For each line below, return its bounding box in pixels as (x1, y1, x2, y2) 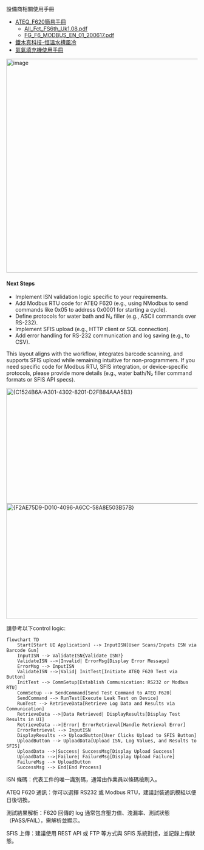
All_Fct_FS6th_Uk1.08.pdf (24, 25, 88, 32)
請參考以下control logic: (6, 625, 66, 632)
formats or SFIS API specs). (6, 376, 76, 383)
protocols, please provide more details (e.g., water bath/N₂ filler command (6, 369, 192, 377)
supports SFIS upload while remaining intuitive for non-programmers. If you (6, 357, 195, 364)
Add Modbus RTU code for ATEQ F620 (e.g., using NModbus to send (15, 300, 188, 307)
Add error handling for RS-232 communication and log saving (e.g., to (15, 332, 190, 339)
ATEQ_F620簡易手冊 (15, 18, 67, 26)
